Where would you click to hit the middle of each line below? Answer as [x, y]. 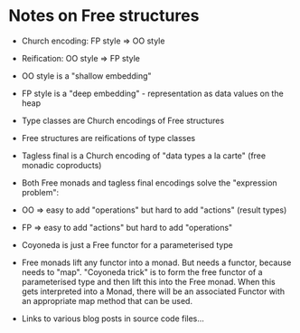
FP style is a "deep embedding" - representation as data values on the [152, 93]
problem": [40, 192]
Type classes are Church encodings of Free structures [123, 120]
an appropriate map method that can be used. [107, 300]
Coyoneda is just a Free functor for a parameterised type [127, 244]
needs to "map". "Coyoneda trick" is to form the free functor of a [142, 271]
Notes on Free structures [104, 16]
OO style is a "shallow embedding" [86, 76]
